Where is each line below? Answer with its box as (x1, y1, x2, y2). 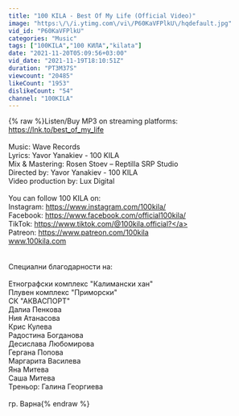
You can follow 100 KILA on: (8, 193, 101, 203)
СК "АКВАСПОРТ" (8, 296, 71, 306)
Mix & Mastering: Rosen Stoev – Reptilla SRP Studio (8, 159, 179, 169)
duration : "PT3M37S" (8, 64, 78, 73)
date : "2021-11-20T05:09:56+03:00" (8, 49, 128, 57)
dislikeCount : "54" (8, 86, 74, 95)
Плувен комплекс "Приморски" (8, 288, 118, 297)
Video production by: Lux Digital (8, 177, 115, 186)
